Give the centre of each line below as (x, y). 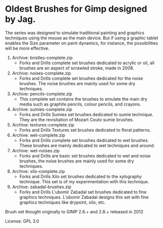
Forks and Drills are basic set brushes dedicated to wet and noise (85, 156)
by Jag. (20, 19)
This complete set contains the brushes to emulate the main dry (83, 99)
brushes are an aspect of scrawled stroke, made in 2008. (77, 68)
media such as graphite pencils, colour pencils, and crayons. (80, 104)
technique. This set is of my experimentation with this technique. (84, 181)
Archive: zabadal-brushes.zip (42, 187)
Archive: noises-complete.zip (42, 73)
